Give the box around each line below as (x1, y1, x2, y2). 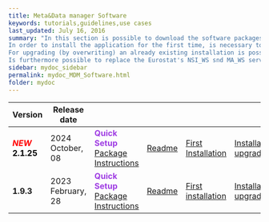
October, (50, 142, 84, 153)
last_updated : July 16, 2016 (8, 26, 106, 34)
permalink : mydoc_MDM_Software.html (8, 71, 130, 79)
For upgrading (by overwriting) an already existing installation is (8, 49, 246, 57)
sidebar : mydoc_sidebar (8, 64, 88, 72)
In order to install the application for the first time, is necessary (8, 42, 252, 50)
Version (12, 109, 43, 120)
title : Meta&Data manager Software (8, 11, 127, 20)
